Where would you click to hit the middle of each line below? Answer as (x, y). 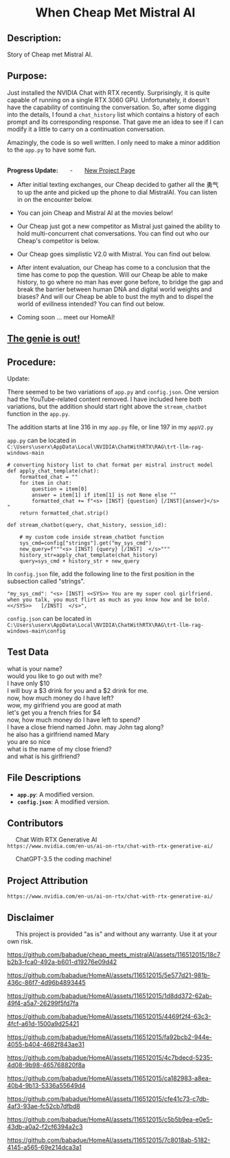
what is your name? (35, 668)
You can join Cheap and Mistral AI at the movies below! (95, 213)
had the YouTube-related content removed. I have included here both (105, 399)
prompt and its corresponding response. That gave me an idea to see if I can (116, 122)
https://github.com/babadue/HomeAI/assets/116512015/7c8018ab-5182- (109, 1140)
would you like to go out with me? (55, 676)
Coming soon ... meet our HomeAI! (66, 317)
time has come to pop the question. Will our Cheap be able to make (112, 274)
